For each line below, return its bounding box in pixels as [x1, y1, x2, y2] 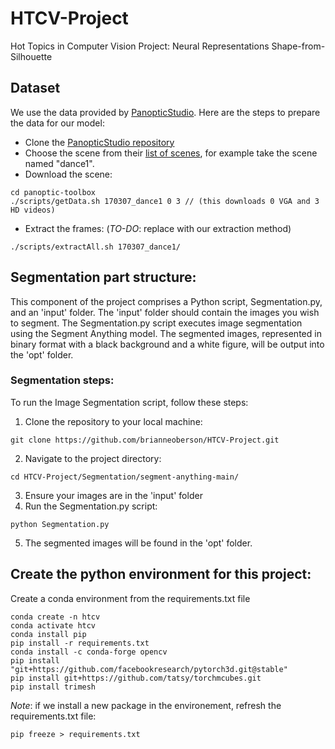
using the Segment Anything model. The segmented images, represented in [10, 327, 322, 339]
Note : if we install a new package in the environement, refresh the [10, 699, 282, 711]
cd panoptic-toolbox [10, 187, 97, 197]
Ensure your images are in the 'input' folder [24, 489, 203, 501]
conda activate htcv [10, 620, 97, 631]
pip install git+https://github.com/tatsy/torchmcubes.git [10, 673, 262, 683]
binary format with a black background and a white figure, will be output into [10, 338, 325, 350]
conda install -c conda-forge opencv [10, 647, 168, 657]
